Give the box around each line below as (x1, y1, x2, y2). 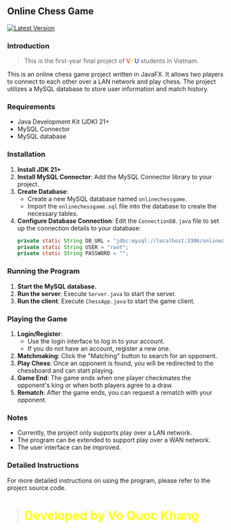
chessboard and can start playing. (17, 366, 115, 375)
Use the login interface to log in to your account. (27, 337, 165, 345)
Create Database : (17, 187, 69, 195)
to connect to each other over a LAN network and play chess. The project (7, 77, 216, 86)
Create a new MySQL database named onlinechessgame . (27, 195, 188, 203)
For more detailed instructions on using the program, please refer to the (7, 476, 211, 484)
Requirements (7, 102, 56, 112)
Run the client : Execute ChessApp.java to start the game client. (17, 297, 195, 305)
